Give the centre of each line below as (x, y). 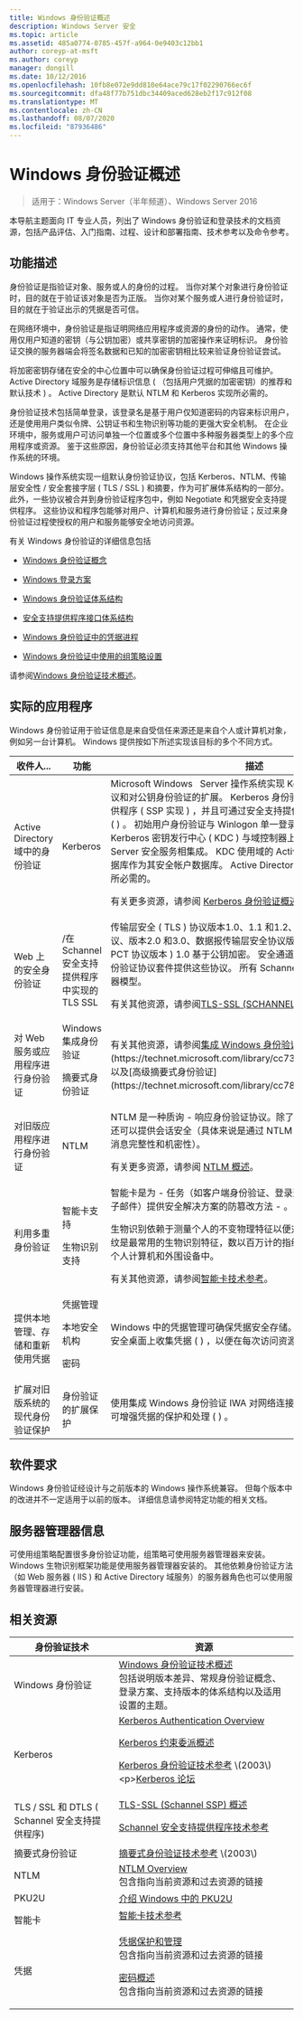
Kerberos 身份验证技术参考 (175, 1765)
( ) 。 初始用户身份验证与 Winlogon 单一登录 (203, 824)
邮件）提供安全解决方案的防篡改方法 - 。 (206, 1206)
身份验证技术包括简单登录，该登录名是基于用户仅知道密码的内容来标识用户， (151, 411)
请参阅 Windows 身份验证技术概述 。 (75, 675)
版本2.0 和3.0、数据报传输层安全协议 (207, 940)
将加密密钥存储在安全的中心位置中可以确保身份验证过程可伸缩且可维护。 (143, 370)
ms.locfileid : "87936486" (58, 127)
